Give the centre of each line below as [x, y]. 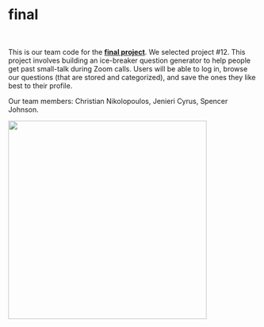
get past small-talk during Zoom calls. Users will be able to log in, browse [128, 68]
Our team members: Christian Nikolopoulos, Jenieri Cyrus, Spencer [118, 101]
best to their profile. [40, 86]
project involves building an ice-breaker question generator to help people [130, 60]
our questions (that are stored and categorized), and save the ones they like [132, 77]
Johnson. [24, 110]
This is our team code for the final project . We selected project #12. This [127, 52]
